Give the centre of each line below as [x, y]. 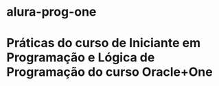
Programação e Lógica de [81, 58]
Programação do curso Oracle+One [110, 72]
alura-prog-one [51, 12]
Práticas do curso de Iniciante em [103, 43]
